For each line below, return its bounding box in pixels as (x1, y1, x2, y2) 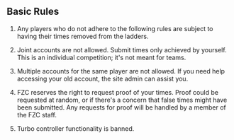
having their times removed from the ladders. (16, 32, 150, 40)
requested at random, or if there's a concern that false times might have (16, 95, 228, 104)
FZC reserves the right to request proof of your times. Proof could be (16, 88, 219, 96)
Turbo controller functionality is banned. (16, 124, 135, 133)
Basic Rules (6, 6, 60, 18)
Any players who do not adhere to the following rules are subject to (16, 24, 213, 33)
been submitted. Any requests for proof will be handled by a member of (16, 103, 226, 112)
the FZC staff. (16, 110, 57, 119)
